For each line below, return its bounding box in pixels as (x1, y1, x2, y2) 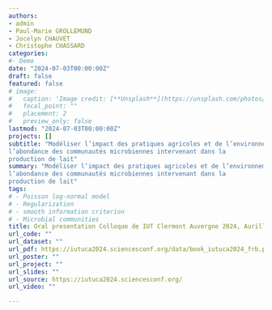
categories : (8, 49, 49, 57)
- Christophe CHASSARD (8, 42, 85, 50)
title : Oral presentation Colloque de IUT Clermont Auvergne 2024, (8, 223, 241, 231)
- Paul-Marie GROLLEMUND (8, 27, 92, 35)
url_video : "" (8, 282, 57, 291)
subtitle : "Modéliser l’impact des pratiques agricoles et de (8, 139, 223, 148)
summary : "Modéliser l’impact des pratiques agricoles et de (8, 163, 219, 171)
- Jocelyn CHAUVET (8, 34, 70, 43)
